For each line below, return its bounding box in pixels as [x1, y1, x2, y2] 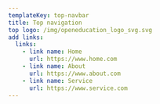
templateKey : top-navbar [8, 11, 89, 20]
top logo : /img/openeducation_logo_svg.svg [8, 26, 153, 34]
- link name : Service [22, 77, 93, 84]
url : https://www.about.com [28, 70, 122, 77]
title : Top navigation [8, 19, 82, 27]
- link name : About [22, 63, 86, 70]
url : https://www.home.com [28, 56, 118, 63]
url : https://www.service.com [28, 84, 128, 92]
